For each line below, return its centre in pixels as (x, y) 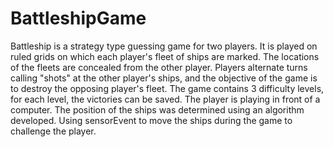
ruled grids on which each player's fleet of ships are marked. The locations (165, 56)
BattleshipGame (78, 18)
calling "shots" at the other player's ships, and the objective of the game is (164, 78)
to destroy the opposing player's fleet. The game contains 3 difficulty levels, (167, 88)
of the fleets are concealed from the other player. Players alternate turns (159, 67)
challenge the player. (53, 131)
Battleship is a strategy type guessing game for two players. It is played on (164, 46)
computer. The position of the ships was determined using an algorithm (157, 109)
